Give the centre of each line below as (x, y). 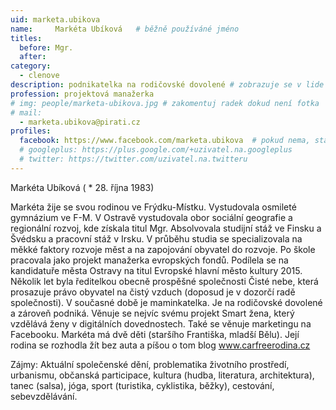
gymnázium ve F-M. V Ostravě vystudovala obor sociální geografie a (151, 217)
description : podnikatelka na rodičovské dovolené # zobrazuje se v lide (167, 85)
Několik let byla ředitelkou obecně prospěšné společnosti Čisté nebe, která (164, 281)
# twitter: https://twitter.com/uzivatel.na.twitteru (133, 159)
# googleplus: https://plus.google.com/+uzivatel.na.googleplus (156, 150)
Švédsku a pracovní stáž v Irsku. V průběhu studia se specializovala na (156, 238)
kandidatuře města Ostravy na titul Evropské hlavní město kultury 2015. (156, 270)
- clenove (39, 76)
